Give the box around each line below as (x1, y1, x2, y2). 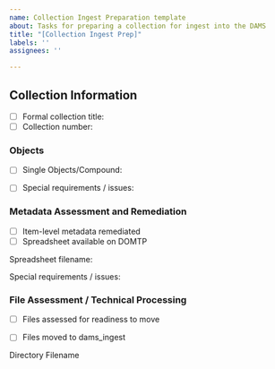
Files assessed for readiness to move (21, 314, 160, 325)
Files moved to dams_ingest (21, 332, 126, 343)
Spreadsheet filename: (9, 253, 93, 264)
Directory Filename (9, 350, 80, 361)
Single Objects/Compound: (21, 165, 123, 176)
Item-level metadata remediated (21, 226, 141, 236)
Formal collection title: (21, 111, 105, 122)
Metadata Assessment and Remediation (9, 205, 187, 218)
